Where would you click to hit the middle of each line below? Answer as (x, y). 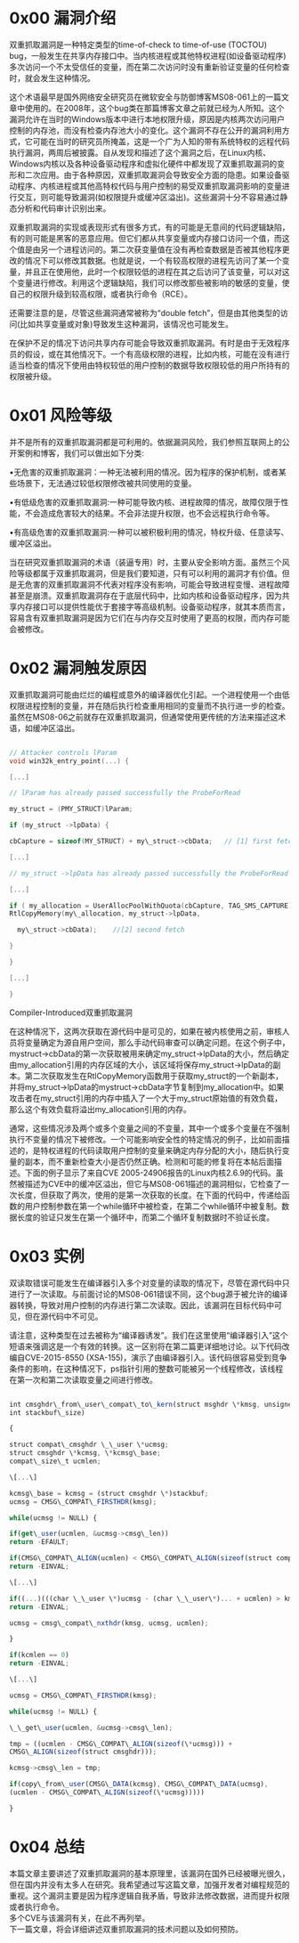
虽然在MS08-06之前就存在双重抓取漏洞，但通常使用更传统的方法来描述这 (144, 717)
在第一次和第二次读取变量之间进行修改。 (83, 1379)
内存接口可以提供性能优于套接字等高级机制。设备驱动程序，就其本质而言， (153, 606)
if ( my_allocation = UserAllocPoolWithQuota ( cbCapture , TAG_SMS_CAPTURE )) (153, 906)
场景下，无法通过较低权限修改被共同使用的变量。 (106, 483)
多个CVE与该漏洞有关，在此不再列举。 (80, 1918)
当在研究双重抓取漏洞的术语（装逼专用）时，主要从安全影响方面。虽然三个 (145, 562)
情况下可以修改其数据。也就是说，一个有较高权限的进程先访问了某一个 (153, 260)
